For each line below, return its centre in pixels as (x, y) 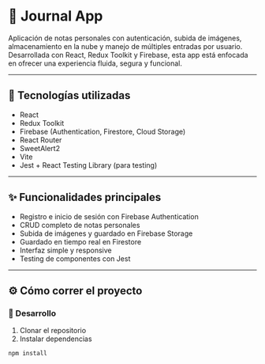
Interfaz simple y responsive (65, 250)
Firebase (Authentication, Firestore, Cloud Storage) (103, 131)
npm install (28, 354)
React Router (41, 140)
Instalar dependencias (56, 339)
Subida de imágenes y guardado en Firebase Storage (106, 233)
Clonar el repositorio (53, 331)
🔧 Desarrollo (32, 313)
